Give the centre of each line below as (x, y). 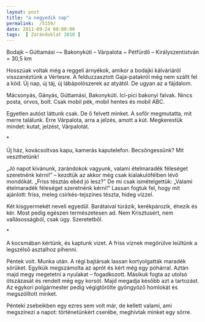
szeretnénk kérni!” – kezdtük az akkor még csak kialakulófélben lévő (92, 175)
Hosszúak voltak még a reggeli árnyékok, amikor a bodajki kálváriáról (94, 70)
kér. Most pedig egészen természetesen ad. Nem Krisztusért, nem (90, 213)
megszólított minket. (32, 294)
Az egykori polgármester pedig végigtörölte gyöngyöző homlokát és (92, 287)
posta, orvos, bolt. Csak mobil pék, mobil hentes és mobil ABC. (86, 102)
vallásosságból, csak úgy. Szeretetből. (55, 219)
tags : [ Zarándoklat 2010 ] (43, 35)
